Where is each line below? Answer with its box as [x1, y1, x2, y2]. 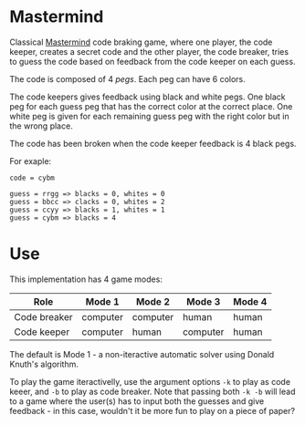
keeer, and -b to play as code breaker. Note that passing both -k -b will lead [9, 386, 296, 397]
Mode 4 [232, 295, 268, 307]
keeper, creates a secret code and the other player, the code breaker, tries [9, 46, 289, 57]
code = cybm [9, 173, 55, 182]
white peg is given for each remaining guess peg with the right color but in [9, 110, 289, 121]
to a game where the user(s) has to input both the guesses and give [9, 395, 265, 407]
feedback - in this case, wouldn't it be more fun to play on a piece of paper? [9, 405, 295, 416]
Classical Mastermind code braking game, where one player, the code [9, 36, 273, 47]
